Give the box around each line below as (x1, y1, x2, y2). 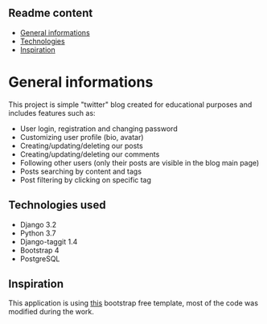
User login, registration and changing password (19, 124, 179, 133)
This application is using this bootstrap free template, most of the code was (8, 298, 259, 308)
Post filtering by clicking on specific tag (19, 174, 151, 184)
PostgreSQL (19, 253, 60, 264)
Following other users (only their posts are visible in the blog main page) (19, 158, 260, 167)
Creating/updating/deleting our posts (19, 141, 143, 150)
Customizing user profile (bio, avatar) (19, 132, 144, 141)
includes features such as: (8, 108, 96, 117)
